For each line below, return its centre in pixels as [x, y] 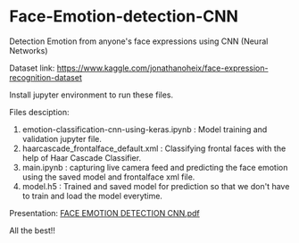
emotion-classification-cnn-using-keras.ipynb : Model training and [145, 129]
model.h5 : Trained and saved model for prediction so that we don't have [156, 186]
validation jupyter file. [62, 138]
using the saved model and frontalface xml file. [108, 177]
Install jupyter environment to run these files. [91, 95]
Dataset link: [32, 68]
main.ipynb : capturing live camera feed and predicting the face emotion [155, 167]
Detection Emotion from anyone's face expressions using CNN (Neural [139, 41]
